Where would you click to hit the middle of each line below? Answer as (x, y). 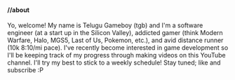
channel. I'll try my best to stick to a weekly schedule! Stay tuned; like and (114, 62)
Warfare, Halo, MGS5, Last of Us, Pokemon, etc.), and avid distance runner (115, 40)
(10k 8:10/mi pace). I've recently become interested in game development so (118, 48)
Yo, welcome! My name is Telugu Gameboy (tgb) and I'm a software (105, 25)
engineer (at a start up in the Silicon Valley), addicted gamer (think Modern (115, 33)
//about (19, 10)
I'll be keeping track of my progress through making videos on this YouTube (116, 55)
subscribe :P (26, 70)
